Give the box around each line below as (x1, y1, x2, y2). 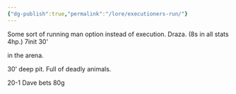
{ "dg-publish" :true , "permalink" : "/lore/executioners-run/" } (7, 10, 189, 18)
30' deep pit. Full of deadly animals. (7, 64, 112, 73)
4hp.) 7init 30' (7, 37, 49, 46)
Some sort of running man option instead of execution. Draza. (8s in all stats (7, 30, 229, 38)
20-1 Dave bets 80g (7, 78, 65, 87)
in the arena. (7, 51, 44, 59)
